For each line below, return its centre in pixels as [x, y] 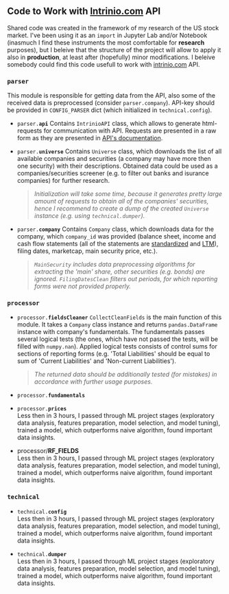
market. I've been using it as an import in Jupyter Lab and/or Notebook [107, 35]
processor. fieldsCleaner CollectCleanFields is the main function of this [119, 317]
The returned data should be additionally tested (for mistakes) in [125, 375]
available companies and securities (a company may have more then [114, 159]
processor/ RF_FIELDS [48, 451]
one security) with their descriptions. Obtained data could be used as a [117, 166]
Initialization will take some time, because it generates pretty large [128, 194]
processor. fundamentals [51, 396]
